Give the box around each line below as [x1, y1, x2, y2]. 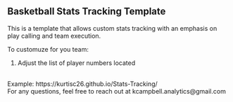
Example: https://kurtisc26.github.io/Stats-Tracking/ [7, 80, 158, 88]
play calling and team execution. [7, 31, 101, 40]
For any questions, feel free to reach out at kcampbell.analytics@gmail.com [7, 87, 227, 95]
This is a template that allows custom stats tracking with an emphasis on [7, 24, 218, 32]
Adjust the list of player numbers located [17, 59, 136, 67]
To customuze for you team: [7, 45, 89, 53]
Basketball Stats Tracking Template [7, 6, 166, 17]
